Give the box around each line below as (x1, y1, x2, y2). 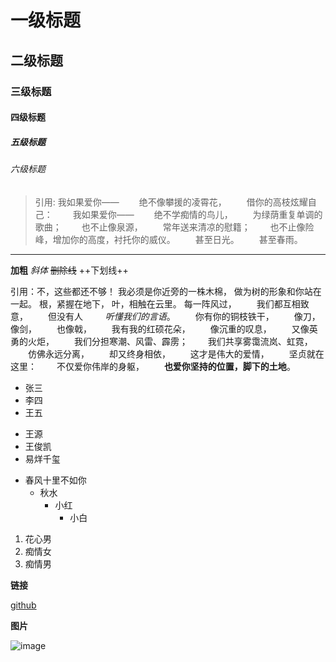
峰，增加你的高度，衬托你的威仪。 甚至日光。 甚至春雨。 (34, 233, 303, 245)
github (10, 599, 37, 611)
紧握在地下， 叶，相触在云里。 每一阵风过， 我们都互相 (56, 297, 301, 310)
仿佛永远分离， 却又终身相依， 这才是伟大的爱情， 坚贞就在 (27, 347, 325, 360)
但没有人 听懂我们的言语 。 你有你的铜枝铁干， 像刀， (47, 310, 321, 322)
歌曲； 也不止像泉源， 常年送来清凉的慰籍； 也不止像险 (34, 221, 315, 233)
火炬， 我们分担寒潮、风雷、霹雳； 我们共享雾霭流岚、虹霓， (27, 335, 313, 347)
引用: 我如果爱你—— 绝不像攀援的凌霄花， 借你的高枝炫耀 (34, 196, 308, 208)
